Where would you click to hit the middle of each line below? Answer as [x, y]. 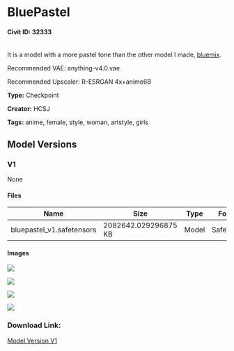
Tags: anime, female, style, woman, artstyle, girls [78, 122]
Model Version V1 [32, 341]
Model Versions [42, 144]
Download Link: [34, 325]
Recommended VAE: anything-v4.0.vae [64, 68]
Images [18, 253]
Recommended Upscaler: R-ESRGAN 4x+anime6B [79, 82]
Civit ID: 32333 [30, 31]
